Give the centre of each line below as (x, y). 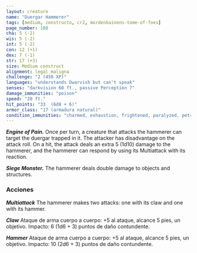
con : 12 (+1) (22, 50)
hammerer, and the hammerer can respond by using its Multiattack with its (96, 151)
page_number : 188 (27, 28)
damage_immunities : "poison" (42, 93)
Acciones (20, 190)
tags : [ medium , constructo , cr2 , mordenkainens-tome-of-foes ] (84, 22)
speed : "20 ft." (26, 99)
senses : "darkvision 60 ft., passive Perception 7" (70, 88)
